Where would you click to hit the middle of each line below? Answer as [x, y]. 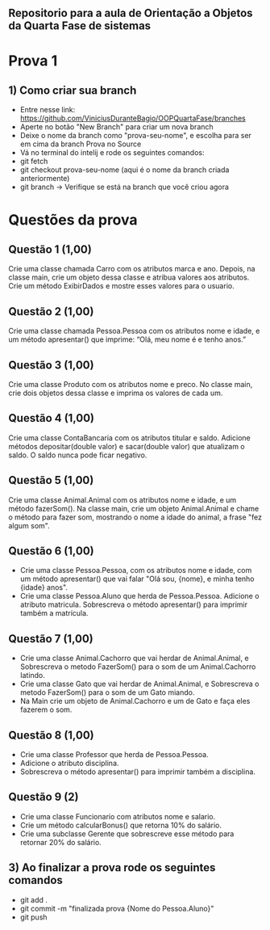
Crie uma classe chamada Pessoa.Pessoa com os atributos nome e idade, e [134, 331]
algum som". [29, 525]
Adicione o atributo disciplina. [69, 764]
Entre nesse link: [48, 110]
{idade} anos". [44, 587]
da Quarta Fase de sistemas [80, 26]
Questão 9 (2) [44, 797]
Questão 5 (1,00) [51, 480]
